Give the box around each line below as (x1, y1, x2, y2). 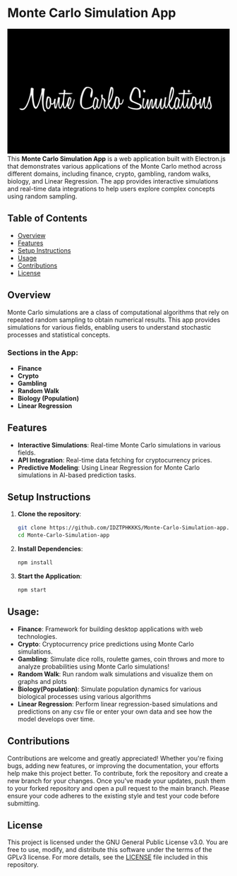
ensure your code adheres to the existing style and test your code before (7, 791, 220, 800)
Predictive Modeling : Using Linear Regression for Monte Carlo (17, 463, 200, 472)
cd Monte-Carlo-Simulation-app (17, 532, 110, 539)
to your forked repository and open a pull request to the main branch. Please (7, 784, 230, 792)
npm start (17, 587, 47, 594)
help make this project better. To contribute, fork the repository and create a (7, 769, 229, 777)
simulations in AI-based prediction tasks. (17, 471, 136, 479)
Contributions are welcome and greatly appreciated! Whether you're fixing (7, 754, 224, 762)
